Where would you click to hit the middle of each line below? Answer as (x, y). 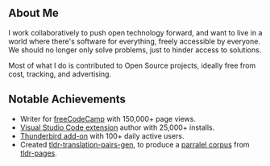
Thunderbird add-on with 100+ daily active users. (102, 135)
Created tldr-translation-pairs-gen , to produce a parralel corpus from (135, 144)
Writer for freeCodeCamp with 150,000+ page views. (108, 118)
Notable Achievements (67, 100)
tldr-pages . (39, 153)
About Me (33, 13)
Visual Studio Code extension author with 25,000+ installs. (117, 127)
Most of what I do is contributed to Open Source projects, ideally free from (132, 65)
